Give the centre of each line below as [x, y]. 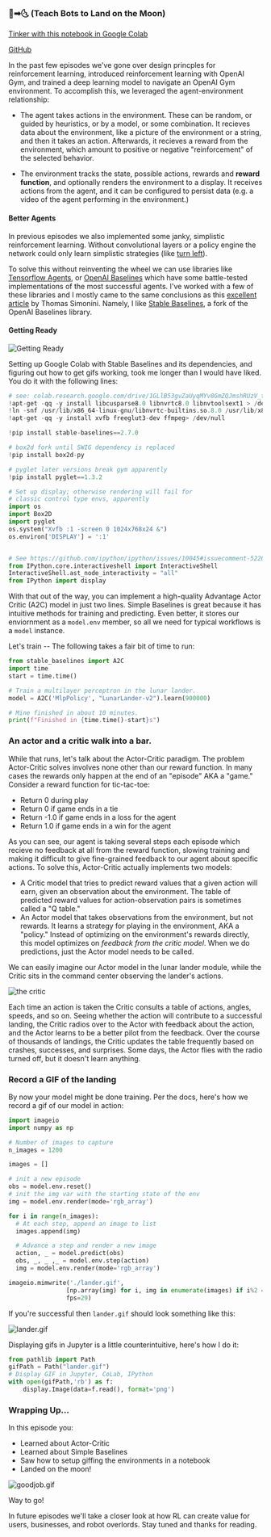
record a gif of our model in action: [66, 1105]
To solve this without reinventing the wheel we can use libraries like [120, 269]
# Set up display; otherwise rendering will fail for [101, 492]
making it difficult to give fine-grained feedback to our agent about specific [133, 859]
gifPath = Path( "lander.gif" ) [59, 1367]
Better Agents [32, 218]
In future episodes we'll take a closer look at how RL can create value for [129, 1516]
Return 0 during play [54, 800]
